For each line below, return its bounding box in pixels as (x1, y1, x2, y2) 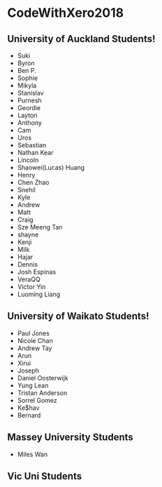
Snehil (17, 186, 36, 194)
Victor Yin (17, 283, 46, 291)
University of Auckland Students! (7, 33, 156, 45)
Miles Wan (17, 450, 47, 458)
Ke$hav (17, 403, 40, 412)
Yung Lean (17, 381, 49, 389)
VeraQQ (17, 275, 40, 283)
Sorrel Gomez (17, 396, 57, 404)
